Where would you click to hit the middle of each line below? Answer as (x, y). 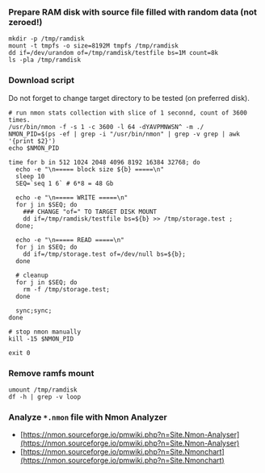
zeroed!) (25, 22)
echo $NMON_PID (34, 148)
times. (19, 119)
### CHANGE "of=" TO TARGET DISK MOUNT (90, 211)
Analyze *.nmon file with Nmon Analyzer (88, 416)
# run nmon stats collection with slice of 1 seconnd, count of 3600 (128, 113)
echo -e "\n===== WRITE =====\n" (72, 197)
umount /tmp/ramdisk (43, 390)
